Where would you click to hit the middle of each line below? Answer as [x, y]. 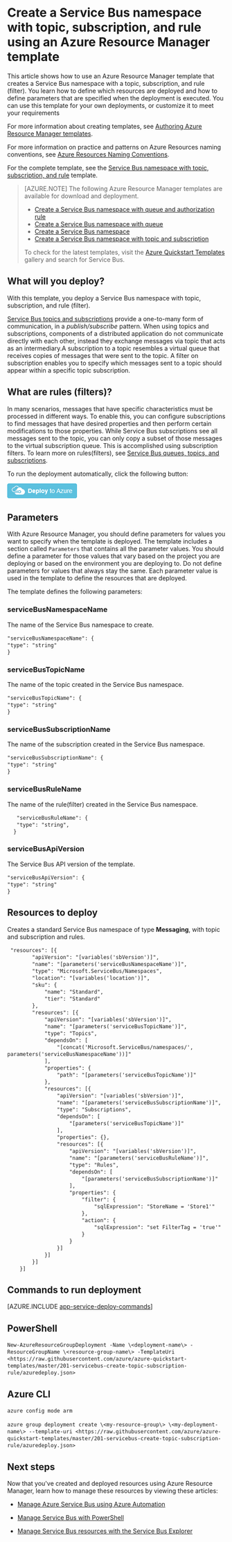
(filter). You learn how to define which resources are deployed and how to [113, 91]
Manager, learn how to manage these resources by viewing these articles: [113, 1491]
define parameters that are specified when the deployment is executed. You [115, 98]
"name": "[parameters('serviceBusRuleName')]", [139, 1158]
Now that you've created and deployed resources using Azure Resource [110, 1483]
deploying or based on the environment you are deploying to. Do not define [115, 564]
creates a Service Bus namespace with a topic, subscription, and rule [106, 83]
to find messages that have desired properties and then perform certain [109, 423]
